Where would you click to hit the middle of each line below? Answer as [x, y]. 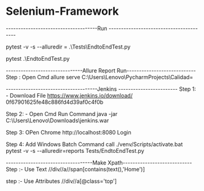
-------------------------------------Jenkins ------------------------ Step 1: [101, 89]
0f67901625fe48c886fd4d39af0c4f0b [55, 102]
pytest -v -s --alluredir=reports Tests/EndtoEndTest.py [75, 150]
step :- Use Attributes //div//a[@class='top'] [61, 181]
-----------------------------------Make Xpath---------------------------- [99, 162]
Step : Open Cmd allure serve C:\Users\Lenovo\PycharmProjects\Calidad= [100, 77]
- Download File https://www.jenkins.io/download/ [69, 95]
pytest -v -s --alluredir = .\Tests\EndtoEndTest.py [68, 47]
